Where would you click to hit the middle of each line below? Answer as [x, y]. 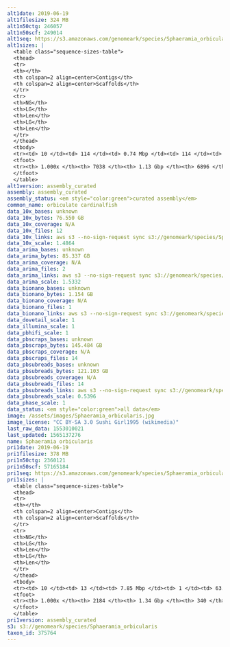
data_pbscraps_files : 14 [42, 359]
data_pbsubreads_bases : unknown [53, 365]
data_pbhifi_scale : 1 [38, 333]
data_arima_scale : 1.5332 [44, 282]
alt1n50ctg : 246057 [35, 26]
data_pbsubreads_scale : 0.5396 [52, 397]
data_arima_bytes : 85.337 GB [49, 256]
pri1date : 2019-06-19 [38, 448]
